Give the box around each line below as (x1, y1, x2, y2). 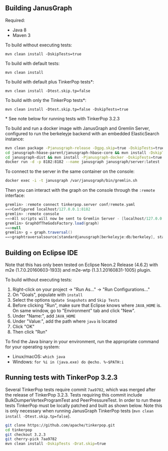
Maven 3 (12, 32, 31, 38)
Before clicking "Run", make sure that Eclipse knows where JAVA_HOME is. (12, 302, 161, 308)
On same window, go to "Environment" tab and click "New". (12, 308, 135, 314)
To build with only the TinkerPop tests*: (5, 97, 86, 103)
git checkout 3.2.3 (5, 432, 46, 437)
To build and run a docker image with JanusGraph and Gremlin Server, (5, 125, 150, 131)
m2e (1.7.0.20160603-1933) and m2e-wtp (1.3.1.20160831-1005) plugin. (5, 267, 151, 273)
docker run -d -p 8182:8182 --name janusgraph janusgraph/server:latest (5, 159, 160, 164)
